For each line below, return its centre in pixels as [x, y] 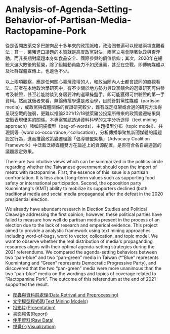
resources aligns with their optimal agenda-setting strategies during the [80, 246]
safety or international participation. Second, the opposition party [73, 183]
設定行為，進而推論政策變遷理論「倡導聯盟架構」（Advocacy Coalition [78, 138]
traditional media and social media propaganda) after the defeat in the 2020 [84, 194]
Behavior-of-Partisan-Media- [68, 20]
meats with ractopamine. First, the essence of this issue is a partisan [77, 172]
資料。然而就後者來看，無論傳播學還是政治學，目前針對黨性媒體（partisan [82, 100]
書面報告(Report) [30, 314]
